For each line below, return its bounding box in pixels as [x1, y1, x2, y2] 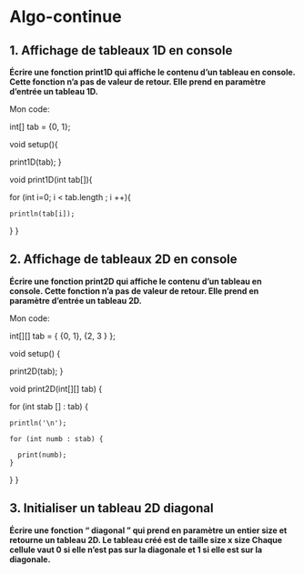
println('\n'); [9, 418, 67, 428]
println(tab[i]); [9, 209, 76, 218]
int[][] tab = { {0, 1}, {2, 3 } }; [9, 330, 116, 341]
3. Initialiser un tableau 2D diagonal [9, 500, 214, 516]
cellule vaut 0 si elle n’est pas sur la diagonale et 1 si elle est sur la [9, 544, 262, 555]
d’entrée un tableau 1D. [9, 86, 98, 96]
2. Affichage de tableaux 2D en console [9, 252, 238, 267]
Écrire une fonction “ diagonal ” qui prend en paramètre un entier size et [9, 525, 288, 536]
